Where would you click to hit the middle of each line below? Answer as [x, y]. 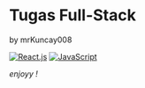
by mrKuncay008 [41, 40]
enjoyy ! [23, 73]
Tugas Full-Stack [73, 15]
